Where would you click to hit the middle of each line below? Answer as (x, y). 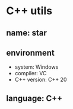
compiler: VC (31, 73)
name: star (27, 33)
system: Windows (36, 67)
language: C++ (34, 98)
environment (30, 52)
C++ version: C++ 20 (41, 80)
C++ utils (29, 11)
